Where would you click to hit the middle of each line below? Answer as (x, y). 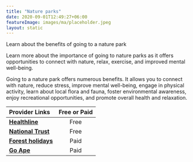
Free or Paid (75, 112)
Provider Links (30, 112)
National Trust (29, 132)
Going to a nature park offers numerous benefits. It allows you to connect (94, 79)
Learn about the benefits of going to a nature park (66, 44)
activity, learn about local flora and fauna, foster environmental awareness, (96, 91)
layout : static (25, 28)
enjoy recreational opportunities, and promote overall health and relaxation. (97, 98)
